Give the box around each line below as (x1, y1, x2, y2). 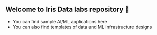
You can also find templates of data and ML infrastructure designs (12, 24, 152, 30)
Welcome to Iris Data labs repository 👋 (5, 5, 130, 14)
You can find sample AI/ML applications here (12, 18, 107, 24)
